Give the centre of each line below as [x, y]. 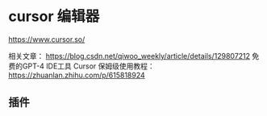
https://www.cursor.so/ [47, 39]
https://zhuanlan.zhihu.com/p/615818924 [77, 75]
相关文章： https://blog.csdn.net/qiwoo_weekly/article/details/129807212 [129, 56]
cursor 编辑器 [54, 17]
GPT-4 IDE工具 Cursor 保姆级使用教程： [88, 66]
